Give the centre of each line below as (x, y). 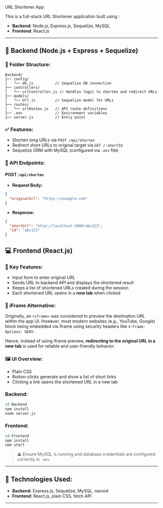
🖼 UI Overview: (24, 359)
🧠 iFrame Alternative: (30, 305)
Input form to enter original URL (44, 277)
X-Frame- (137, 327)
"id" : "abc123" (25, 230)
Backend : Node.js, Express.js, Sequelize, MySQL (61, 26)
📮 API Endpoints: (25, 163)
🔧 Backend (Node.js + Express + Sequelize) (72, 51)
